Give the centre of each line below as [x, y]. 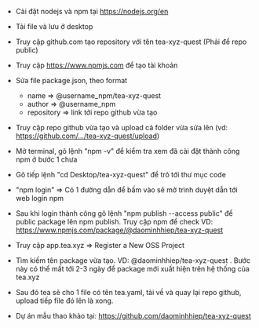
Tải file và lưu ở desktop [54, 26]
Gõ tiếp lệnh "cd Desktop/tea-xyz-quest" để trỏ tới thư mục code [120, 175]
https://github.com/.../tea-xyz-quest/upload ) [88, 136]
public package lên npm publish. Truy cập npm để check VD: [114, 222]
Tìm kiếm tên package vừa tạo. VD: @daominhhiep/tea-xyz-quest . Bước [133, 261]
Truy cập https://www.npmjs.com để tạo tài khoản [97, 65]
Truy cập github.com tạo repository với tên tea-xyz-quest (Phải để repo [131, 42]
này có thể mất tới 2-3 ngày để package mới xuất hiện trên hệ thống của [132, 269]
